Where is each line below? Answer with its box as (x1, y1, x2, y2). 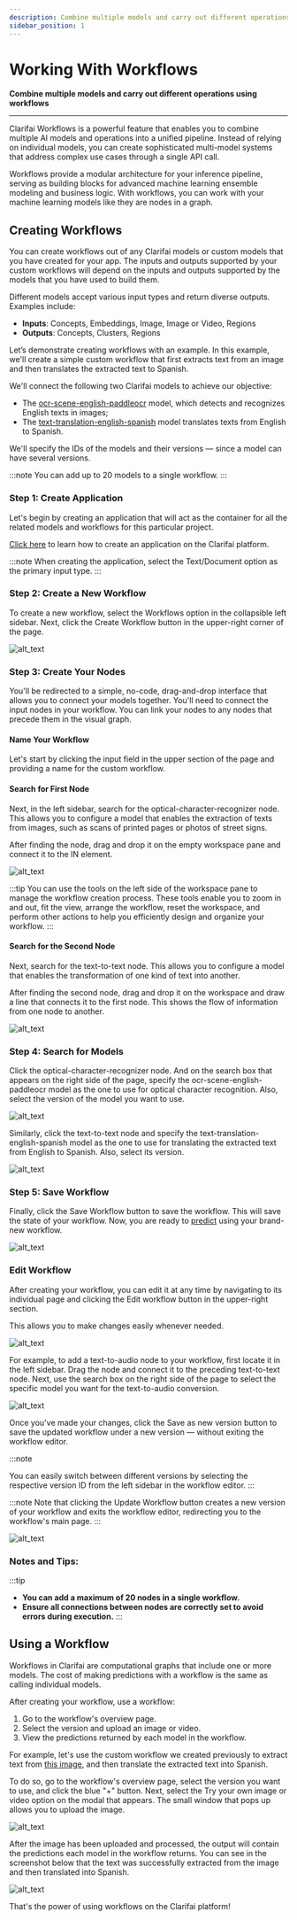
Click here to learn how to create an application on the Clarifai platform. (9, 538, 270, 549)
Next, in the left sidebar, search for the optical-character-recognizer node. (9, 803, 280, 814)
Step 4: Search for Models (9, 1045, 124, 1057)
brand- (259, 1215, 285, 1227)
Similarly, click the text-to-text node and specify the (9, 1128, 199, 1139)
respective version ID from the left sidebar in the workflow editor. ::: (9, 1480, 255, 1490)
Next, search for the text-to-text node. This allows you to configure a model (9, 960, 285, 971)
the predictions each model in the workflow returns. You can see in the (9, 1847, 267, 1858)
